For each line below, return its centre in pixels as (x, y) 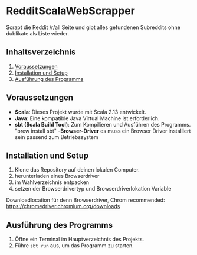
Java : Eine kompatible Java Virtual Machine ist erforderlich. (87, 118)
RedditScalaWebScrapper (71, 11)
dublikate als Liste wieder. (38, 33)
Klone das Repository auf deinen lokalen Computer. (77, 170)
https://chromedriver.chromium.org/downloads (63, 206)
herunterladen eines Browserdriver (57, 176)
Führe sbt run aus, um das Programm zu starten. (74, 246)
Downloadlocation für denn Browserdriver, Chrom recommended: (86, 200)
